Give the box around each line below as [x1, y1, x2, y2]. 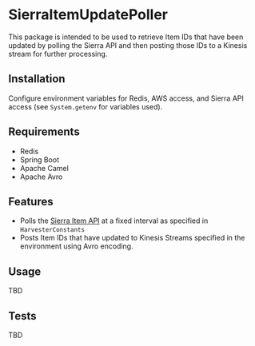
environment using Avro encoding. [19, 241, 133, 251]
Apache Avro [19, 172, 63, 181]
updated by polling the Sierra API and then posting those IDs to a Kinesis [8, 40, 248, 50]
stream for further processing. [8, 49, 108, 58]
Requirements [8, 125, 80, 139]
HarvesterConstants [19, 226, 86, 234]
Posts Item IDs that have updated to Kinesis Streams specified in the [19, 233, 245, 243]
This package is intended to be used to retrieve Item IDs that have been [8, 32, 244, 42]
